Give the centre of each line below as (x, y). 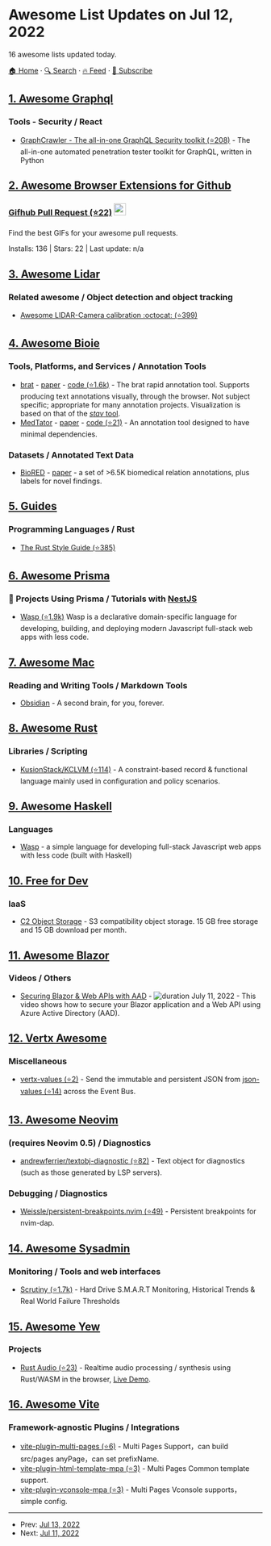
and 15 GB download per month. (73, 930)
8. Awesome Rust (53, 728)
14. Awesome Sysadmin (69, 1248)
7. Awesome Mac (52, 662)
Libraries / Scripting (48, 751)
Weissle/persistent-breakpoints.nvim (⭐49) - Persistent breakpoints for (138, 1211)
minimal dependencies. (59, 434)
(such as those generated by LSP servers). (91, 1172)
